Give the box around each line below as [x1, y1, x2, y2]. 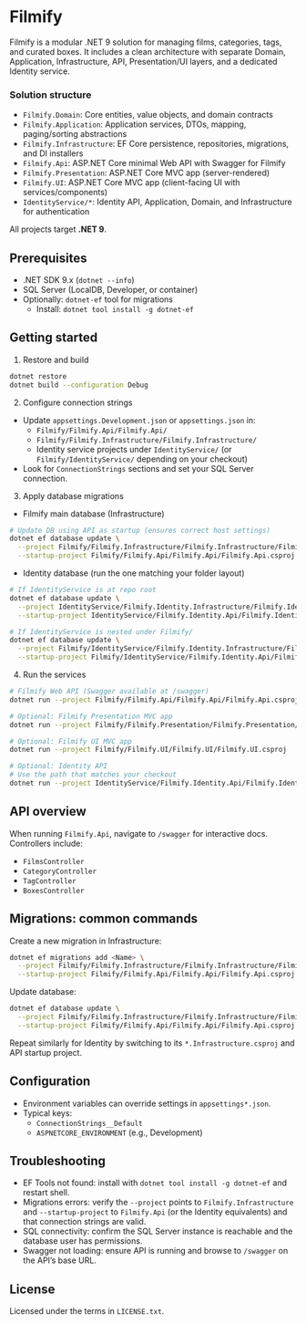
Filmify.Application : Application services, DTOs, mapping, [22, 119, 247, 130]
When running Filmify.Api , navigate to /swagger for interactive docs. [9, 828, 269, 839]
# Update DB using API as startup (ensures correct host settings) [9, 526, 271, 535]
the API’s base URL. [22, 1255, 97, 1266]
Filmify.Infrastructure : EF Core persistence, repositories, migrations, [22, 139, 290, 150]
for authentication [22, 206, 90, 217]
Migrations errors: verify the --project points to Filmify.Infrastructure [22, 1197, 294, 1208]
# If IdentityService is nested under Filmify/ [9, 627, 194, 636]
